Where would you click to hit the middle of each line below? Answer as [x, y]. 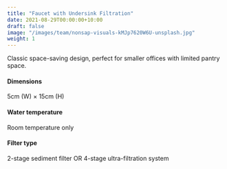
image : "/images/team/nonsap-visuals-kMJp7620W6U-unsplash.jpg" [101, 32]
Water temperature [35, 112]
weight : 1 [21, 39]
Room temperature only [41, 127]
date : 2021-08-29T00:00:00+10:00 [55, 20]
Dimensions [25, 81]
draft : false [26, 26]
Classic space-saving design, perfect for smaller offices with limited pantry [113, 58]
